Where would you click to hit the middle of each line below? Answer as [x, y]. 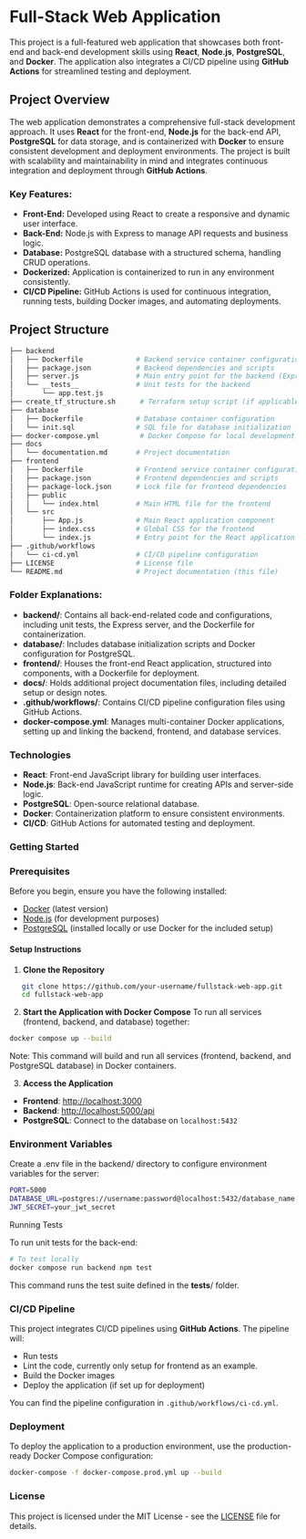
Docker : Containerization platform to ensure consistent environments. [153, 813]
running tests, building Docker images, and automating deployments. [152, 301]
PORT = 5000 [28, 1190]
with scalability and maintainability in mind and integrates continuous [139, 161]
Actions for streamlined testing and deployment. [101, 71]
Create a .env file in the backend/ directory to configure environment [138, 1164]
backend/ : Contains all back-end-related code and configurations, [148, 614]
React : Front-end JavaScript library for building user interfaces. [142, 775]
